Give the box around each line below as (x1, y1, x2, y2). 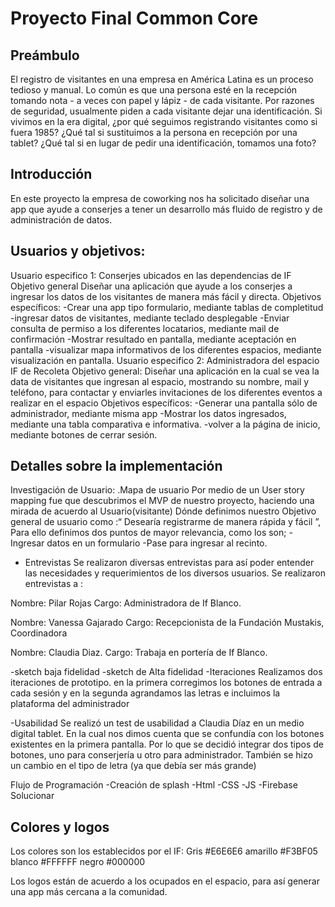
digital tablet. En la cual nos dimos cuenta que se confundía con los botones (10, 728, 325, 740)
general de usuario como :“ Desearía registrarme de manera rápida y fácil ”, (10, 516, 322, 528)
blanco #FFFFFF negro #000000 (10, 856, 146, 868)
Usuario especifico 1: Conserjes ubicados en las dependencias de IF (10, 269, 292, 281)
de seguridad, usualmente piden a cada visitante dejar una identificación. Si (10, 105, 323, 117)
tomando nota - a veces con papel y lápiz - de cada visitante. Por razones (10, 95, 315, 106)
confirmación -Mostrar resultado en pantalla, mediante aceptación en (10, 333, 297, 345)
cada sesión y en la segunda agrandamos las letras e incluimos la (10, 687, 281, 699)
